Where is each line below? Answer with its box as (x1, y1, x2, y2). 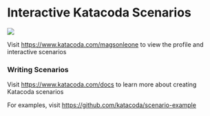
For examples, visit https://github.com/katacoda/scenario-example (7, 101, 196, 109)
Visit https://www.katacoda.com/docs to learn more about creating (7, 80, 197, 89)
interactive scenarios (7, 47, 67, 56)
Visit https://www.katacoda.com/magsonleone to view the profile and (7, 40, 204, 49)
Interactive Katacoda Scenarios (7, 5, 191, 21)
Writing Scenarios (7, 65, 69, 74)
